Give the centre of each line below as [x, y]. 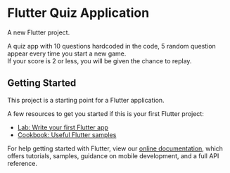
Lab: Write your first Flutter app [63, 127]
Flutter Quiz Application [78, 13]
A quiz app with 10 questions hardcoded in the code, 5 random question [111, 46]
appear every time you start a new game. [67, 53]
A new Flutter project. [39, 32]
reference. [22, 163]
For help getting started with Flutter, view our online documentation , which [115, 148]
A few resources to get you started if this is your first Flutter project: [106, 113]
